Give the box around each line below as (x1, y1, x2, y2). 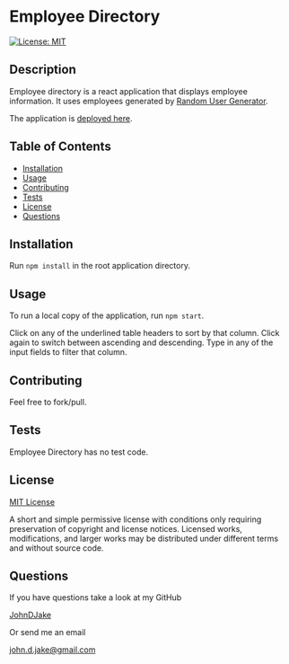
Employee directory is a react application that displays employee (9, 85, 249, 96)
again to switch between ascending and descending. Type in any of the (9, 337, 274, 348)
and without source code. (9, 542, 104, 553)
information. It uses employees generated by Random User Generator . (9, 95, 268, 106)
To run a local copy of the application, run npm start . (9, 310, 205, 321)
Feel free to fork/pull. (9, 397, 87, 407)
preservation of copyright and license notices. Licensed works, (9, 523, 242, 534)
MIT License (9, 496, 56, 507)
